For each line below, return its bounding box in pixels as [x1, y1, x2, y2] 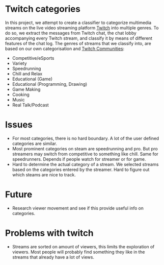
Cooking [12, 92, 29, 97]
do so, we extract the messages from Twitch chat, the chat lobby [5, 30, 137, 36]
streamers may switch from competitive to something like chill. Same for [12, 151, 159, 157]
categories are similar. [12, 141, 57, 146]
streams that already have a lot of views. [12, 254, 94, 260]
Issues [5, 119, 33, 130]
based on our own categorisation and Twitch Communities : [5, 46, 125, 51]
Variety [12, 60, 27, 66]
